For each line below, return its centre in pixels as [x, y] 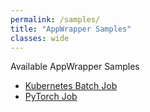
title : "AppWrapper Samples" [71, 29]
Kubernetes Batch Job [71, 86]
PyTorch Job [51, 97]
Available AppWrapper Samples [75, 67]
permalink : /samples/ [55, 19]
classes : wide [40, 38]
